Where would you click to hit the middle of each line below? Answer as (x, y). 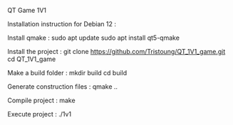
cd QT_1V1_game (32, 59)
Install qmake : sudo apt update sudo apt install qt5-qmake (94, 38)
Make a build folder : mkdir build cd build (67, 73)
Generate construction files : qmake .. (63, 87)
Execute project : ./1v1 (40, 114)
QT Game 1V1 (27, 10)
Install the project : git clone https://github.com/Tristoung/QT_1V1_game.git (116, 51)
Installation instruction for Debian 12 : (62, 24)
